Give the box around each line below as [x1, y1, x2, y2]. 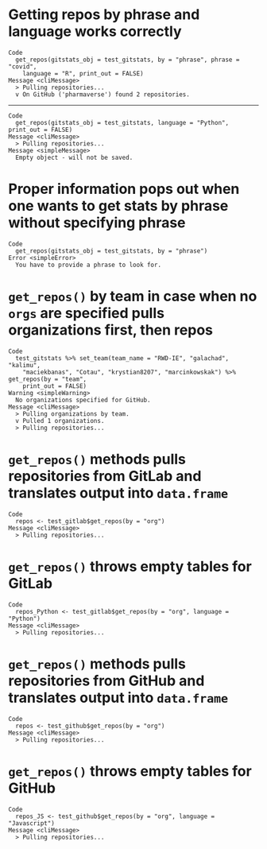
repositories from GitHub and [8, 672, 205, 689]
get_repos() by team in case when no [8, 288, 257, 305]
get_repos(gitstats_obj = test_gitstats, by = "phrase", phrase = [15, 56, 240, 64]
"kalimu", [8, 361, 41, 369]
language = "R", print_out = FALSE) [22, 69, 145, 77]
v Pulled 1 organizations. [15, 417, 105, 424]
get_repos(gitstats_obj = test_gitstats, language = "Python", [15, 118, 229, 126]
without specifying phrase [8, 214, 186, 232]
